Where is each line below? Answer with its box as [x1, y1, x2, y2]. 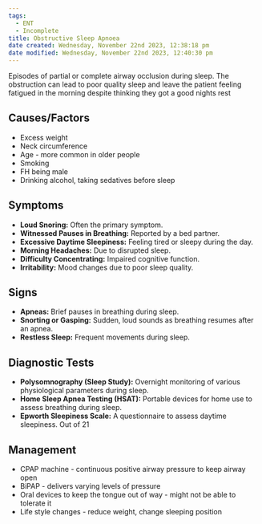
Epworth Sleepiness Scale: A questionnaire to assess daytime [19, 411, 227, 421]
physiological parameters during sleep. [19, 386, 150, 396]
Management [8, 443, 77, 457]
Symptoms [8, 198, 64, 213]
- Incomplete [15, 26, 59, 35]
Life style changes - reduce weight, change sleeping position [19, 507, 223, 517]
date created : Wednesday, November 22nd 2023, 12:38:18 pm [8, 42, 210, 50]
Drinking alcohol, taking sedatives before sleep [19, 175, 175, 185]
